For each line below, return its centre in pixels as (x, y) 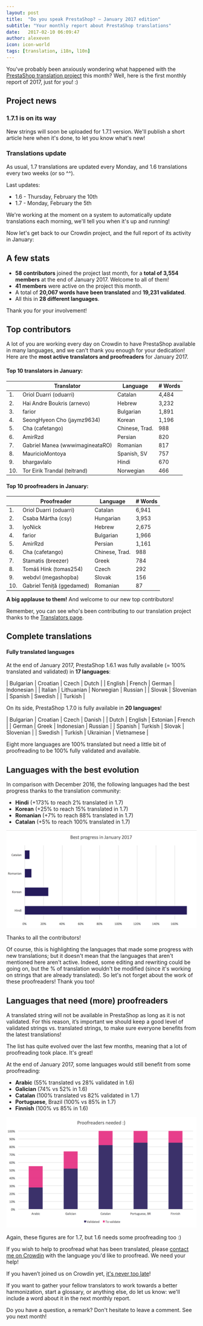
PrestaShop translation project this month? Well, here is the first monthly (96, 75)
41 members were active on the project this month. (79, 286)
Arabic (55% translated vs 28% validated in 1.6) (75, 1083)
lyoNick (31, 527)
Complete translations (49, 637)
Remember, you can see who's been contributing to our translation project (99, 611)
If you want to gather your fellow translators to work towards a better (92, 1285)
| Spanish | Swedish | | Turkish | (46, 696)
